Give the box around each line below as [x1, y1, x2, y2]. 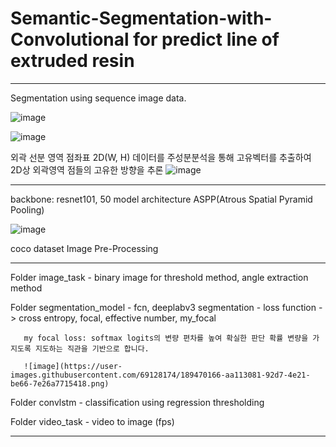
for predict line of [133, 28, 280, 51]
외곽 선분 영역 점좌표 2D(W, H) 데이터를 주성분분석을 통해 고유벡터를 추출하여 [10, 151, 312, 163]
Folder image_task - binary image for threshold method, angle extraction [10, 271, 309, 283]
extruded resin [10, 50, 135, 72]
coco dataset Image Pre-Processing [10, 242, 159, 254]
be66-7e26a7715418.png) [10, 378, 110, 389]
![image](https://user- [23, 361, 123, 371]
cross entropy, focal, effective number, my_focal [18, 312, 217, 324]
